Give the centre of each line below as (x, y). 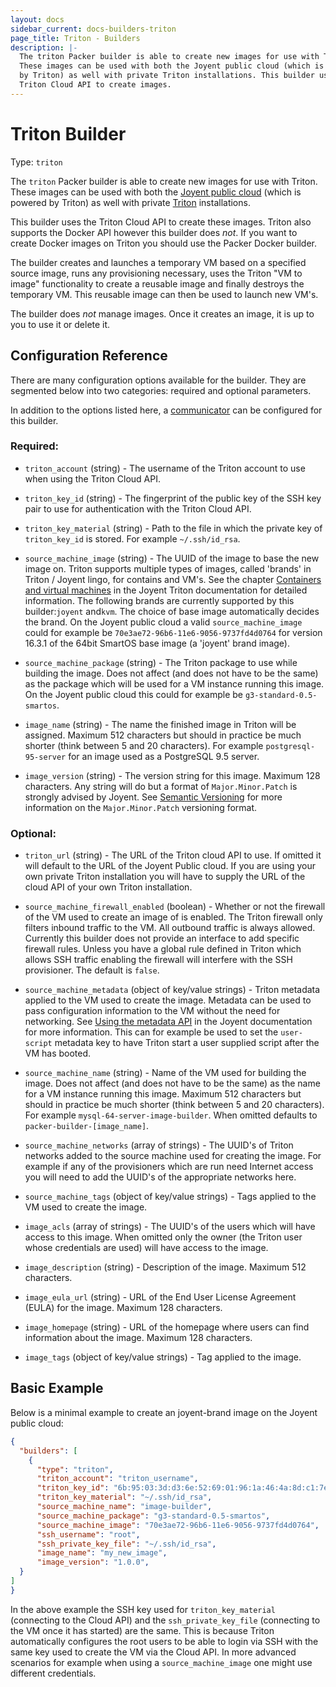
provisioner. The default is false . (92, 970)
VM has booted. (58, 1053)
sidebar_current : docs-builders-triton (93, 29)
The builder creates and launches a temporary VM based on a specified (158, 262)
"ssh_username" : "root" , (88, 1534)
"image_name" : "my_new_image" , (102, 1553)
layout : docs (37, 19)
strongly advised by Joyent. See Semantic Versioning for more (153, 797)
